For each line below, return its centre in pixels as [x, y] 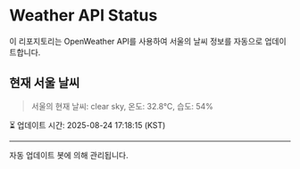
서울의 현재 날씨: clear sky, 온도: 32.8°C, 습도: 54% [122, 106]
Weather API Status [83, 16]
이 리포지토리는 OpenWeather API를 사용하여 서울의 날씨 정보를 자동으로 [136, 41]
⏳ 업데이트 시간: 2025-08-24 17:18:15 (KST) [87, 125]
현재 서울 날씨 [45, 83]
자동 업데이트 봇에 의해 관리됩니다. [69, 155]
